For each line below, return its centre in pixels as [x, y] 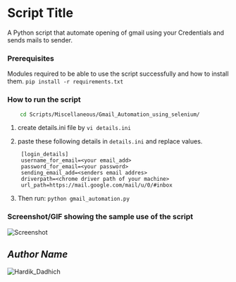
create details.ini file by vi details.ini [74, 128]
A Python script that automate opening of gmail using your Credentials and [116, 33]
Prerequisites [31, 58]
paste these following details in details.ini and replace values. [110, 141]
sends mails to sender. [40, 40]
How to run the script [44, 100]
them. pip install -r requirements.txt [66, 81]
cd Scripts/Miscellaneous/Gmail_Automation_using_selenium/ [110, 114]
